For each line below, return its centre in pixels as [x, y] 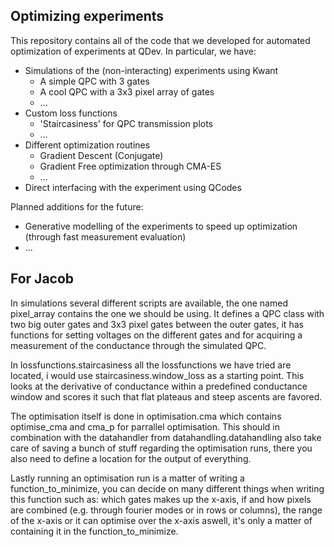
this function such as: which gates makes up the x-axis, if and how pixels [161, 499]
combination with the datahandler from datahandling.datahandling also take [166, 437]
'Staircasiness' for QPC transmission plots [126, 123]
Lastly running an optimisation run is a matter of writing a [127, 478]
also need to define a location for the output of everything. [131, 458]
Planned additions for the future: [77, 206]
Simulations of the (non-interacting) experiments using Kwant [151, 70]
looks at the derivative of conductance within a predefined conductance [159, 386]
